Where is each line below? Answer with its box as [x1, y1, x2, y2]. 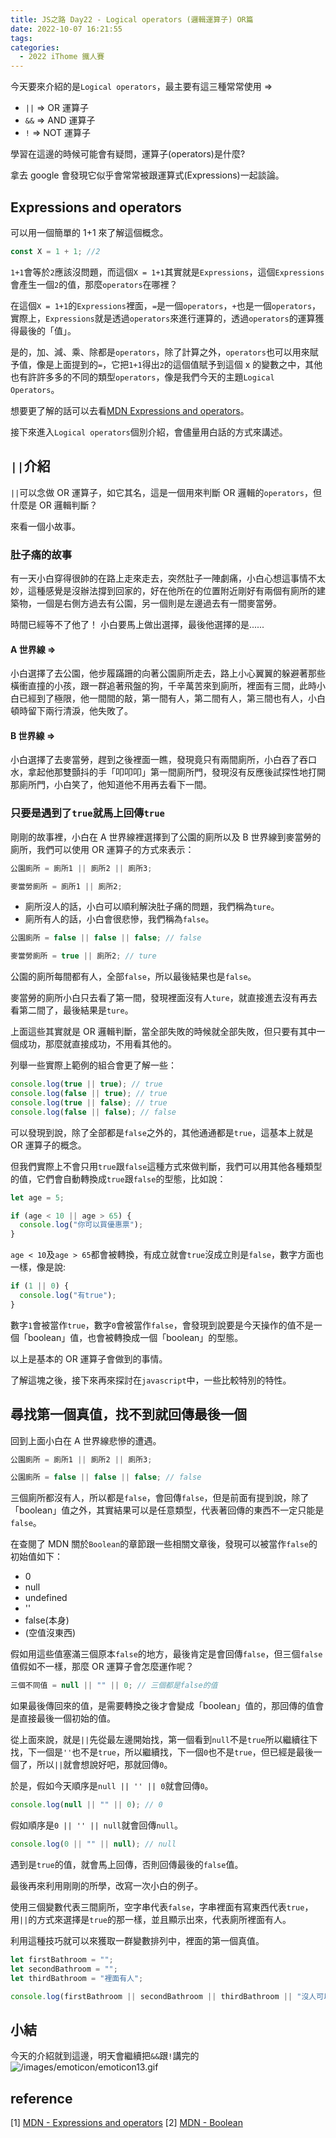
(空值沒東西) [24, 1627, 77, 1639]
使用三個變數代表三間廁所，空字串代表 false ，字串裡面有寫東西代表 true [10, 1901, 305, 1913]
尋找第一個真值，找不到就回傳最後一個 [10, 1406, 247, 1423]
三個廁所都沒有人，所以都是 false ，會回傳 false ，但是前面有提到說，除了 [10, 1492, 310, 1504]
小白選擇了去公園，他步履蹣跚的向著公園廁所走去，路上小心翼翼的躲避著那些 [10, 667, 326, 680]
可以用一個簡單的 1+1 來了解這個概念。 [10, 226, 169, 238]
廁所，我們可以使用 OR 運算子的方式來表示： [10, 843, 195, 855]
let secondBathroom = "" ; [10, 1964, 118, 1974]
